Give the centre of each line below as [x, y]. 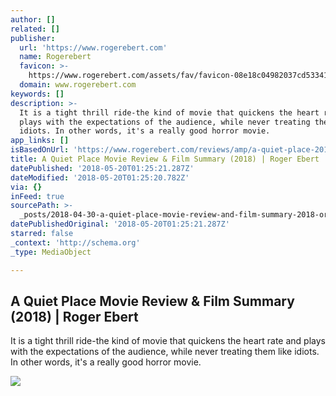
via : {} [26, 187]
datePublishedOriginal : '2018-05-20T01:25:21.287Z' [120, 224]
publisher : [33, 38]
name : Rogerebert [55, 57]
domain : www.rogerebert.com [78, 85]
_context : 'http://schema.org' [75, 242]
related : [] [35, 29]
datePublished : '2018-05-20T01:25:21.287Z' [102, 168]
